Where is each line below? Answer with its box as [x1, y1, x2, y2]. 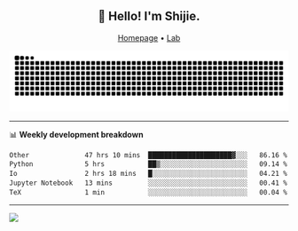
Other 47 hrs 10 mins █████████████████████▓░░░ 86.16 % [9, 150, 288, 160]
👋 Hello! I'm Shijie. [98, 9, 200, 24]
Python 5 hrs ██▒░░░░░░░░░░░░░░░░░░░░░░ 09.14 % [9, 160, 288, 169]
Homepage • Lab [117, 32, 181, 43]
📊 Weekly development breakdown [9, 129, 144, 139]
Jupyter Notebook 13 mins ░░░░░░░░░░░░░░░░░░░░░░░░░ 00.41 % [9, 179, 288, 187]
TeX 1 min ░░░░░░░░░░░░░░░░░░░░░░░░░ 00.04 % [9, 188, 288, 197]
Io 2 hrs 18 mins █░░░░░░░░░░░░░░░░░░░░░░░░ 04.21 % [9, 170, 288, 179]
